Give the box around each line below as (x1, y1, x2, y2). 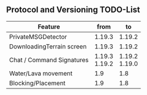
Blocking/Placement (9, 79, 66, 87)
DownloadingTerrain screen (9, 42, 87, 50)
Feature (38, 22, 60, 30)
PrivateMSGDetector (9, 32, 68, 41)
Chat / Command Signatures (9, 56, 89, 64)
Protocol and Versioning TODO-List (6, 5, 140, 15)
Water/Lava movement (9, 69, 73, 77)
